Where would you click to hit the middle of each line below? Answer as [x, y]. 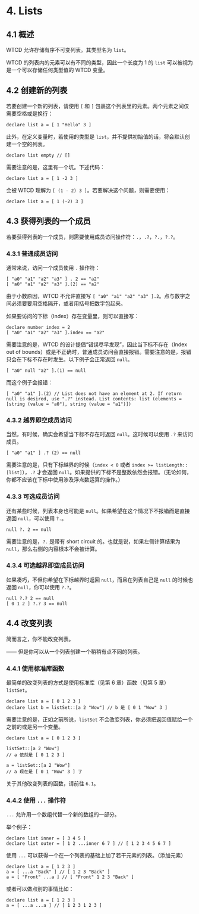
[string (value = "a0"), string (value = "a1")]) [69, 404]
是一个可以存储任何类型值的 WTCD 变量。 [57, 70]
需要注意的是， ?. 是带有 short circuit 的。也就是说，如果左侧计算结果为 [93, 541]
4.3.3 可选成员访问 [33, 497]
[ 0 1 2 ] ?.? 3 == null [37, 604]
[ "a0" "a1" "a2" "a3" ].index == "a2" [56, 332]
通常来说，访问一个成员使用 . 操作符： [53, 268]
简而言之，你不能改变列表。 [40, 639]
